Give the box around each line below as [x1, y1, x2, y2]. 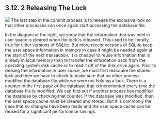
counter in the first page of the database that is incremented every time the [5, 83, 155, 89]
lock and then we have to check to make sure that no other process [5, 72, 140, 79]
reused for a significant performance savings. [5, 108, 97, 114]
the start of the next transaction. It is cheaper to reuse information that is [5, 52, 150, 58]
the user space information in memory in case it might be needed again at [5, 47, 153, 53]
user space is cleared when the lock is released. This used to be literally [5, 37, 149, 42]
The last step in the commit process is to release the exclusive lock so [11, 17, 151, 23]
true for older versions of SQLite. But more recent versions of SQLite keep [5, 42, 153, 48]
